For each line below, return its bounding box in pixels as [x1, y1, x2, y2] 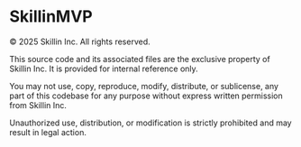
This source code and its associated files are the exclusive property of [9, 53, 270, 64]
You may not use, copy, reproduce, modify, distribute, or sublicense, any [9, 80, 279, 91]
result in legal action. [9, 126, 87, 137]
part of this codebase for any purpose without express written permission [9, 90, 283, 101]
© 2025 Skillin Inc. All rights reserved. [9, 36, 150, 47]
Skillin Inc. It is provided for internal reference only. [9, 63, 198, 74]
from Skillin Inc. [9, 99, 68, 110]
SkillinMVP [9, 6, 93, 27]
